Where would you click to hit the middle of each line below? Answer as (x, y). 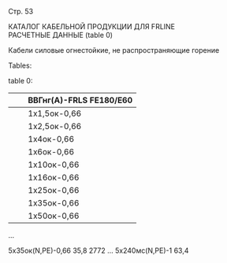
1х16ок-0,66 (54, 178)
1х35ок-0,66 (54, 203)
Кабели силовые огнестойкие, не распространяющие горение (114, 50)
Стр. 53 (21, 11)
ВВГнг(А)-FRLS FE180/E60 (80, 100)
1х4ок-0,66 (51, 139)
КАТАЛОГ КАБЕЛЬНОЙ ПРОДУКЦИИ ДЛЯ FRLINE (92, 26)
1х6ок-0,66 (51, 152)
